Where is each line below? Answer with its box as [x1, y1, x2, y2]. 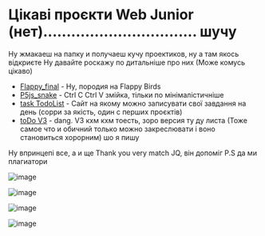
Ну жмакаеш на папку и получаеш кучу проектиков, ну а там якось [8, 49, 239, 58]
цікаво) [8, 66, 34, 75]
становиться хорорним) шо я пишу [19, 132, 140, 142]
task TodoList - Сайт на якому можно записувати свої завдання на [19, 98, 247, 108]
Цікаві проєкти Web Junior [8, 6, 194, 24]
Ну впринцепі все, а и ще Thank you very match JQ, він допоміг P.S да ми [8, 148, 258, 158]
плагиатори [8, 156, 48, 166]
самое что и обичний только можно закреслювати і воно [19, 124, 216, 134]
